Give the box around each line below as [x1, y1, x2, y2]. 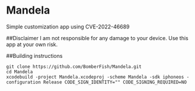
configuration [6, 79, 41, 85]
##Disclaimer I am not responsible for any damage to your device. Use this [6, 34, 188, 41]
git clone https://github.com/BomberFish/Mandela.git [6, 63, 142, 70]
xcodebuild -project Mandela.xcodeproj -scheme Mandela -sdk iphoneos [6, 74, 184, 80]
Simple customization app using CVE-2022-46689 [6, 23, 130, 30]
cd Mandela [6, 69, 33, 74]
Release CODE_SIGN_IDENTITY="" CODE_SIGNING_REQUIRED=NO [43, 79, 187, 85]
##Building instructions [6, 52, 63, 59]
